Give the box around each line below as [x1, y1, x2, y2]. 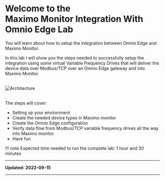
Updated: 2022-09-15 [5, 164, 51, 170]
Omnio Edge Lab [5, 24, 74, 35]
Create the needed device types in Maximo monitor [12, 115, 116, 120]
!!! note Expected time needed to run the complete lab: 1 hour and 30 [5, 145, 144, 151]
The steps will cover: [5, 100, 48, 106]
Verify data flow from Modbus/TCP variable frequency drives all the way [12, 125, 159, 131]
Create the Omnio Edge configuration [12, 120, 88, 126]
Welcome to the [5, 3, 71, 14]
